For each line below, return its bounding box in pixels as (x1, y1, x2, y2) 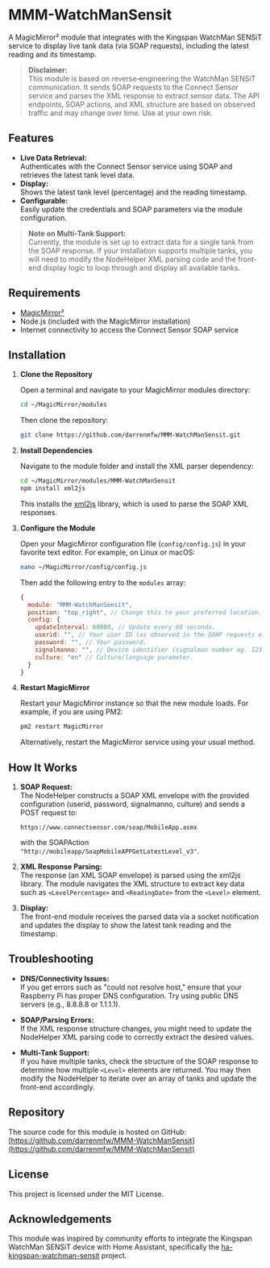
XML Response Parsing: (19, 862, 102, 872)
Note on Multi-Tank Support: (27, 228, 127, 238)
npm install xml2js (19, 484, 86, 492)
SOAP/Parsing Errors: (19, 1015, 94, 1024)
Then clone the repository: (19, 416, 109, 425)
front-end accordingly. (19, 1082, 95, 1091)
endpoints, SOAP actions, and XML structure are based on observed (27, 99, 255, 109)
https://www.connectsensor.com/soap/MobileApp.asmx (19, 823, 197, 832)
